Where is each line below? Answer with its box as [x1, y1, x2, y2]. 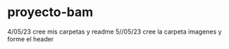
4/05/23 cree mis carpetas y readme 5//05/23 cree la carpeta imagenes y [7, 27, 222, 36]
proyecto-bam [7, 4, 94, 20]
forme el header [7, 34, 54, 43]
